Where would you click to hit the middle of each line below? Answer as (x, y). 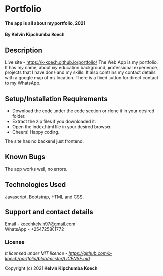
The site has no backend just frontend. (45, 141)
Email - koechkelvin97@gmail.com (40, 224)
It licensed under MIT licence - (36, 253)
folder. (19, 116)
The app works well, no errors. (36, 169)
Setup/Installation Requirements (56, 99)
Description (24, 50)
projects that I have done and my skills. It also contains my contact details (80, 72)
